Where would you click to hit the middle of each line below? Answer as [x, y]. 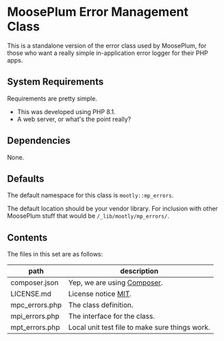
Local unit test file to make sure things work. [139, 327]
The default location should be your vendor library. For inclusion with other [112, 209]
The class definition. [101, 305]
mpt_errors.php [35, 327]
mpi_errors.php [35, 316]
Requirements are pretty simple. [52, 98]
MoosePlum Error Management [98, 12]
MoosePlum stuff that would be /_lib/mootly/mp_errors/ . [88, 216]
